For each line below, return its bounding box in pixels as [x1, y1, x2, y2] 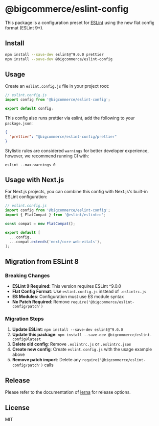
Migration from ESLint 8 [5, 257, 79, 266]
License [5, 403, 30, 412]
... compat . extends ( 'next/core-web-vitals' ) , [9, 239, 102, 244]
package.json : [5, 120, 33, 126]
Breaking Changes [5, 272, 50, 279]
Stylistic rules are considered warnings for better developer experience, [5, 148, 149, 153]
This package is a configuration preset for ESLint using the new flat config [5, 20, 155, 25]
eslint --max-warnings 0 [5, 162, 56, 167]
